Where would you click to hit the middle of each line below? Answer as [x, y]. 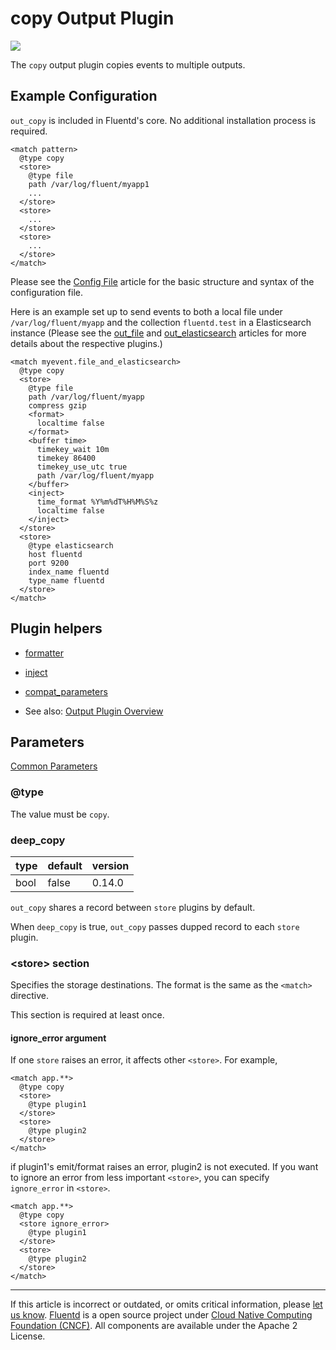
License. [28, 1336]
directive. [29, 996]
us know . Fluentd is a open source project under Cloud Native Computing [161, 1315]
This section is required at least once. [87, 1015]
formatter [44, 653]
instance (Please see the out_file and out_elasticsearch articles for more [158, 333]
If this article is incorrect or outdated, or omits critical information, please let [166, 1304]
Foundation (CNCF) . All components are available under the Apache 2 [154, 1326]
